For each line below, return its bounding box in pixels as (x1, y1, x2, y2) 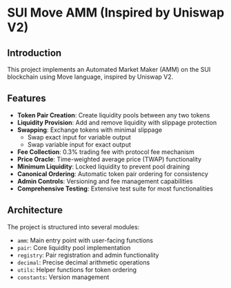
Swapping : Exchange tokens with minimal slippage (17, 126, 163, 134)
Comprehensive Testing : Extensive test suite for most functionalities (17, 184, 214, 193)
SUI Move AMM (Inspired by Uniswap (7, 5, 225, 21)
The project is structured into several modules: (7, 222, 140, 231)
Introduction (7, 47, 62, 59)
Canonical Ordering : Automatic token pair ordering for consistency (17, 169, 209, 177)
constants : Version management (17, 273, 110, 281)
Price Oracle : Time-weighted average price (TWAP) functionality (17, 155, 202, 163)
